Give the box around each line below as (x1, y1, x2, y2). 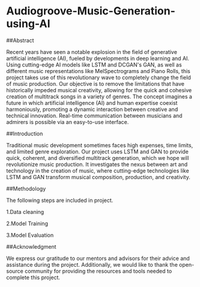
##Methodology (6, 185, 46, 192)
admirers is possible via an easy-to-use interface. (6, 118, 129, 125)
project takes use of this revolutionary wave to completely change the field (6, 74, 191, 81)
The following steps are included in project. (6, 197, 114, 204)
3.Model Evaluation (6, 231, 54, 238)
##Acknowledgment (6, 243, 56, 250)
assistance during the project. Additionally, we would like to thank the (6, 261, 178, 268)
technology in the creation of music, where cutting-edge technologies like (6, 167, 189, 174)
